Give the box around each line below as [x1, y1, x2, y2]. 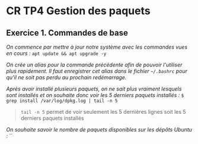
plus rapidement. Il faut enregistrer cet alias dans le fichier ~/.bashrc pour [6, 68, 188, 75]
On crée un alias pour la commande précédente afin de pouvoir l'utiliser [6, 61, 183, 68]
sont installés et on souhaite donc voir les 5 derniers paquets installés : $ [6, 92, 184, 98]
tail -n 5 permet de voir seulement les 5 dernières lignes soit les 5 [20, 108, 186, 115]
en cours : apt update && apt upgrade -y [6, 50, 107, 57]
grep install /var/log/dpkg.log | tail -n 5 [6, 98, 118, 104]
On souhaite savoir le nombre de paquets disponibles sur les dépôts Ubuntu [6, 126, 193, 133]
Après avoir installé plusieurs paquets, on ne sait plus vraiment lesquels [6, 85, 182, 92]
